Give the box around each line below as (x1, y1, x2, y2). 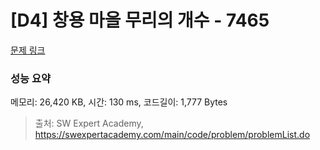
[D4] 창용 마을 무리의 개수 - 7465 (10, 9, 270, 32)
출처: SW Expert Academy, (34, 117, 144, 130)
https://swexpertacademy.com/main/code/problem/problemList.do (34, 129, 311, 141)
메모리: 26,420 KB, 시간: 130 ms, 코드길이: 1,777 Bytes (10, 96, 228, 108)
